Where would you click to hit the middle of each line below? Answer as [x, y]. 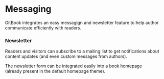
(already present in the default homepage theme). [55, 71]
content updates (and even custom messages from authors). [66, 56]
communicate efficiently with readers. [43, 27]
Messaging [28, 9]
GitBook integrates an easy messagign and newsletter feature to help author [82, 23]
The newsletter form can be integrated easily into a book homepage [74, 66]
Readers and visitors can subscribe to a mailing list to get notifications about [82, 51]
